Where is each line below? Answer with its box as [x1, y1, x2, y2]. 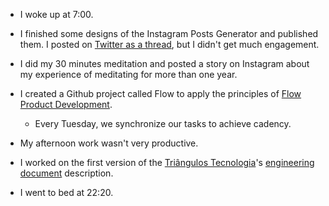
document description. [19, 167, 114, 179]
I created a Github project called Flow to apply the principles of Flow [19, 88, 302, 99]
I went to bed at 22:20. [19, 187, 114, 198]
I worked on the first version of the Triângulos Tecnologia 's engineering [19, 157, 315, 168]
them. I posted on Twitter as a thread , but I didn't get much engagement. [19, 39, 320, 50]
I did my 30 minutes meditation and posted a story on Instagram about [19, 58, 310, 69]
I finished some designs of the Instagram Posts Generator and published [19, 28, 319, 39]
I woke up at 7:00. [19, 9, 94, 20]
